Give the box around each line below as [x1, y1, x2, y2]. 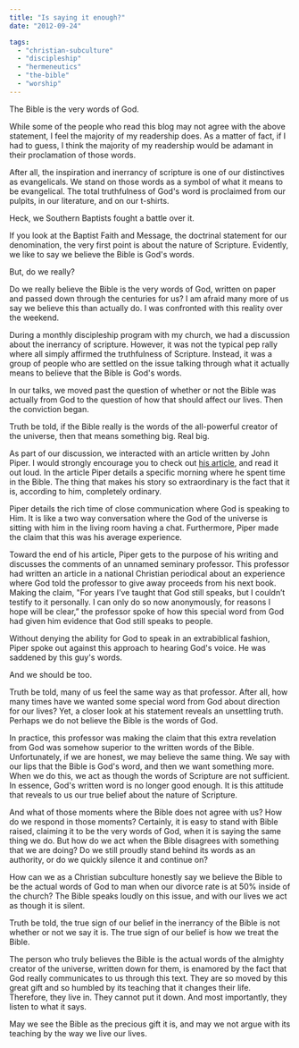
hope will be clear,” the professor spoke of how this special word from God [9, 605, 284, 617]
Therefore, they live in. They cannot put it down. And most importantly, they [9, 992, 287, 1002]
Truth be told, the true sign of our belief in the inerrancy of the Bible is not [9, 917, 280, 928]
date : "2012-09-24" [9, 21, 82, 30]
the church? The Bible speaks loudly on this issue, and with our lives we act [9, 891, 287, 901]
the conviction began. [9, 403, 89, 414]
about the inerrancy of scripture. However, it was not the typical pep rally [9, 339, 278, 350]
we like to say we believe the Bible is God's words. [9, 249, 195, 259]
